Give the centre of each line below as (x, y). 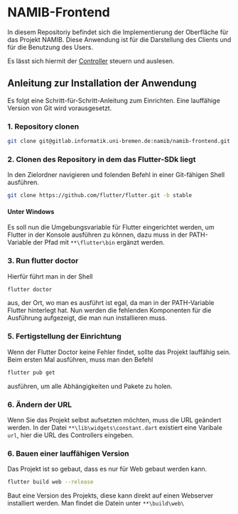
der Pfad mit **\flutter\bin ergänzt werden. (99, 242)
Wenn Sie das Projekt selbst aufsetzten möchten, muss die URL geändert (114, 419)
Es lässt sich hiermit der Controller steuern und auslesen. (91, 60)
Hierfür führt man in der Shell (50, 276)
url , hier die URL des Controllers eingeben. (70, 435)
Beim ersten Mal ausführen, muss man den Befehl (80, 359)
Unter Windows (31, 211)
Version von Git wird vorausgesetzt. (60, 108)
